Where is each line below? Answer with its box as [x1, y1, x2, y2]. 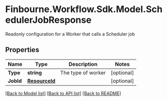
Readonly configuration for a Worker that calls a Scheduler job [5, 31, 135, 37]
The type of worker [60, 69, 106, 76]
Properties [5, 45, 39, 54]
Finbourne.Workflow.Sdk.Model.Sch [5, 4, 163, 15]
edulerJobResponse [5, 14, 92, 26]
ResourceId [27, 77, 56, 84]
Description [68, 61, 98, 68]
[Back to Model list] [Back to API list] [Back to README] [5, 90, 121, 96]
